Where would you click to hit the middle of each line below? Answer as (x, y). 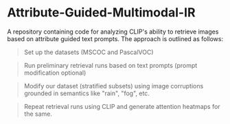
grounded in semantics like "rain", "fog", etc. (87, 93)
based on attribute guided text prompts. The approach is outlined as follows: (115, 38)
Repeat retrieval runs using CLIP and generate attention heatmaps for (122, 106)
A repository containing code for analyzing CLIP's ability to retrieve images (113, 32)
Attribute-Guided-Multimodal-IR (101, 13)
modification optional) (55, 73)
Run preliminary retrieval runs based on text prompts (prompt (111, 65)
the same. (38, 114)
